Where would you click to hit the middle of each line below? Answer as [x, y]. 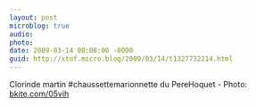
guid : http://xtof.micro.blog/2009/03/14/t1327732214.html [121, 59]
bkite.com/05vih [39, 94]
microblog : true [39, 26]
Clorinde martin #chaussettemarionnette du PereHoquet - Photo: [128, 84]
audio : [21, 34]
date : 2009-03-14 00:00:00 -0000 [71, 51]
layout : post [33, 17]
